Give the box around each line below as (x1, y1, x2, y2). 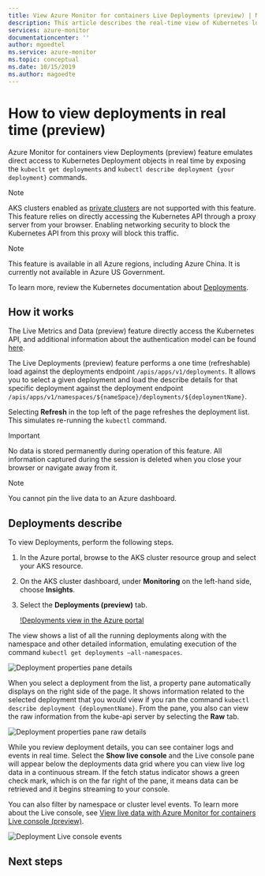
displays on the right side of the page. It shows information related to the (8, 686, 244, 696)
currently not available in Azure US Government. (8, 267, 166, 276)
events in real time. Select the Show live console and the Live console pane (8, 751, 255, 761)
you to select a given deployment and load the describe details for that (8, 375, 238, 385)
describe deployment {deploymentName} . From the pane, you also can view (8, 704, 249, 713)
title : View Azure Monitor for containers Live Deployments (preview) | (8, 11, 252, 20)
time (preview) (8, 121, 106, 139)
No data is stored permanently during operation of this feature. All (8, 446, 222, 456)
